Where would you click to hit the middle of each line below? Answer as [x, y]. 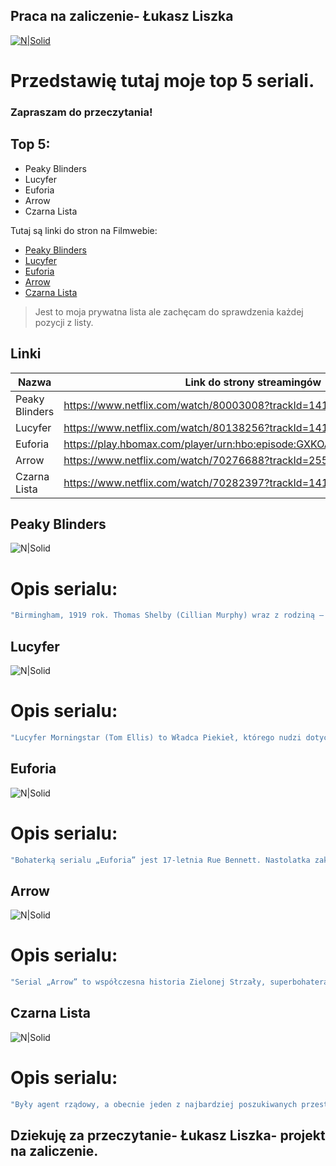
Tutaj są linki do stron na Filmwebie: [84, 230]
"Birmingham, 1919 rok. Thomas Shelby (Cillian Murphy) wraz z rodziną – [167, 615]
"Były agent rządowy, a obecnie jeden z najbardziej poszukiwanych [154, 1104]
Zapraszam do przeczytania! [81, 112]
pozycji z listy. [64, 322]
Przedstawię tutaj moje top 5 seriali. [162, 81]
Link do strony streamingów [253, 382]
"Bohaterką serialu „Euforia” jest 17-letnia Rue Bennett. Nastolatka [160, 860]
